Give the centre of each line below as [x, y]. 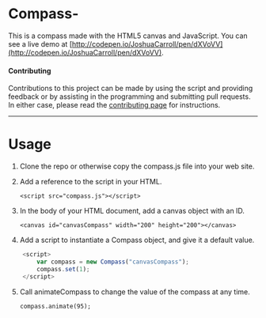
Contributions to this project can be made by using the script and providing [131, 89]
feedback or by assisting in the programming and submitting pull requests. [129, 97]
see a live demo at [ [40, 44]
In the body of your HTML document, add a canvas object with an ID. [132, 211]
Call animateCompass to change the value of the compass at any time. [135, 291]
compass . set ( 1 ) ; [63, 269]
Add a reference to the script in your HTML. [91, 182]
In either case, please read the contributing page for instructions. [114, 105]
